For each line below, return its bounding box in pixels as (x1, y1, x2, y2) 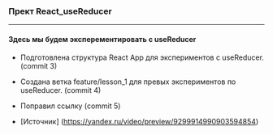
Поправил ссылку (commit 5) (19, 101, 121, 111)
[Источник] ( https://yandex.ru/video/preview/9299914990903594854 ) (19, 116, 259, 126)
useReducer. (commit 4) (19, 85, 102, 94)
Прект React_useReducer (8, 6, 112, 17)
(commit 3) (19, 61, 58, 70)
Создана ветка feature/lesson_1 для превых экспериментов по (19, 77, 236, 86)
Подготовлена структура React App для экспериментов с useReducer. (19, 52, 264, 62)
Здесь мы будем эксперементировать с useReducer (8, 34, 197, 44)
